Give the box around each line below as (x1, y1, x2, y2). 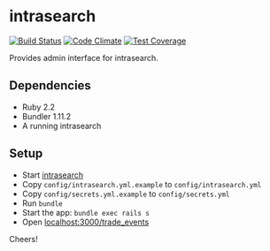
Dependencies (9, 78, 91, 94)
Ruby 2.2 (21, 102, 56, 112)
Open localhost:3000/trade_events (21, 217, 150, 227)
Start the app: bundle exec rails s (21, 207, 150, 217)
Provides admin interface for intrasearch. (9, 52, 159, 63)
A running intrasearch (21, 120, 102, 131)
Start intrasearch (21, 170, 84, 180)
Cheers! (9, 233, 38, 244)
